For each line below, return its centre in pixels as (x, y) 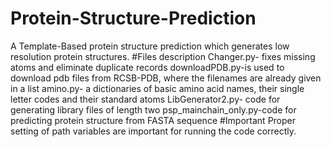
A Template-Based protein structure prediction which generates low (150, 46)
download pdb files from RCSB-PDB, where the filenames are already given (166, 78)
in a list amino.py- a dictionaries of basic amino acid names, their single (157, 88)
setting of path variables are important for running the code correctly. (153, 131)
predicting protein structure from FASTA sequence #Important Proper (153, 120)
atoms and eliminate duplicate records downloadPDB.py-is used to (147, 67)
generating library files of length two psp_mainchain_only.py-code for (153, 109)
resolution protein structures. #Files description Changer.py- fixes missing (163, 56)
